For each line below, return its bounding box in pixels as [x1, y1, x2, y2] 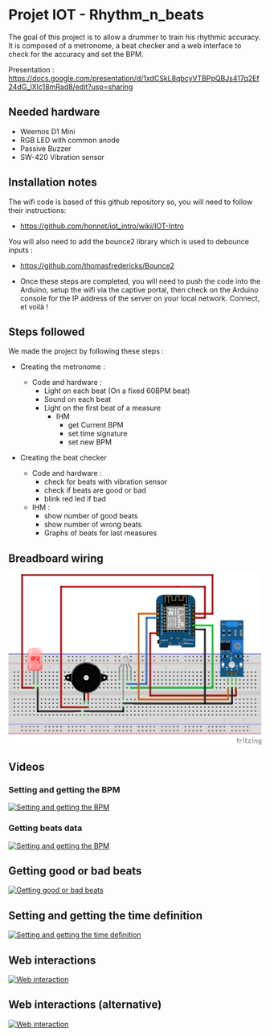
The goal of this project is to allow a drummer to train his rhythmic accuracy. [8, 32, 261, 42]
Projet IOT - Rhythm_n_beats [8, 6, 205, 24]
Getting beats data [8, 822, 83, 833]
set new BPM [67, 437, 112, 447]
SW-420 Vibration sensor [19, 152, 104, 162]
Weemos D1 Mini [19, 126, 76, 136]
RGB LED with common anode [19, 135, 121, 145]
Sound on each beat [43, 395, 112, 404]
